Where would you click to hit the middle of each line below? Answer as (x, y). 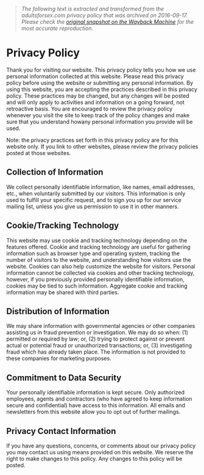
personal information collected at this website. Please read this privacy (95, 76)
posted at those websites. (39, 153)
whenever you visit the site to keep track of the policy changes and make (98, 115)
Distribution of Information (58, 311)
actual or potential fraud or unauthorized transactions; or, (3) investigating (99, 346)
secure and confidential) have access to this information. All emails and (96, 405)
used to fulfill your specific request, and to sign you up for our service (94, 200)
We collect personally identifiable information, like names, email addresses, (101, 187)
